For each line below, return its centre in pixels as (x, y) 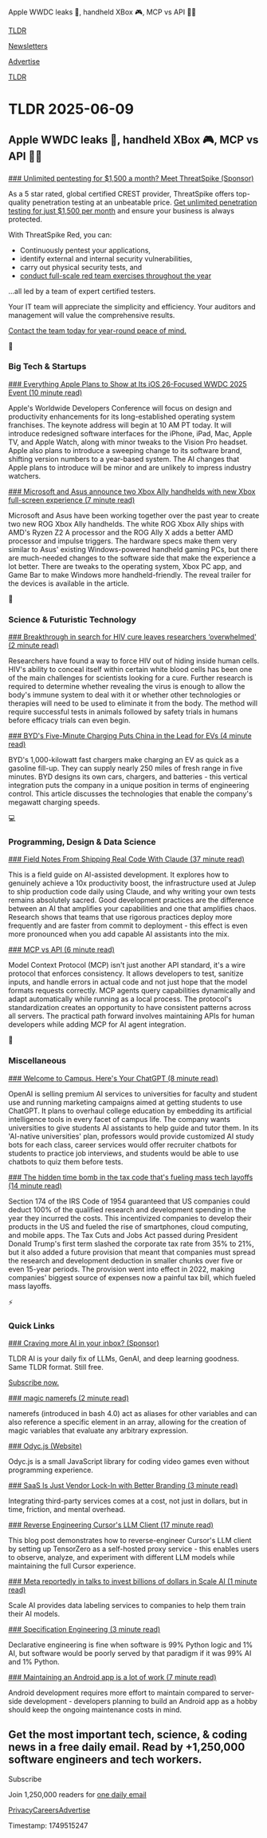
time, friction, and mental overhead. (67, 1509)
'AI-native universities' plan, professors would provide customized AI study (131, 1136)
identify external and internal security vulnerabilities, (106, 258)
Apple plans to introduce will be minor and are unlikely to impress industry (130, 467)
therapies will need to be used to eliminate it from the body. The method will (133, 703)
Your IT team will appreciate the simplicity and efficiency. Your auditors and (132, 306)
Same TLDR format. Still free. (56, 1367)
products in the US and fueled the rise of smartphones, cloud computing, (128, 1227)
